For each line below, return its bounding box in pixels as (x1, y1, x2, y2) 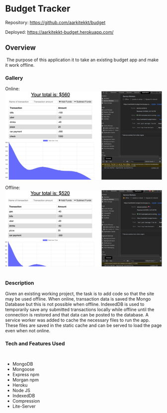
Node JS (12, 388, 31, 394)
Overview (5, 43, 36, 52)
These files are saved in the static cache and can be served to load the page (5, 322, 162, 328)
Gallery (5, 74, 23, 81)
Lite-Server (12, 404, 36, 410)
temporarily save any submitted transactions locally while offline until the (5, 307, 155, 312)
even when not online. (5, 327, 51, 333)
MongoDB (12, 361, 33, 367)
